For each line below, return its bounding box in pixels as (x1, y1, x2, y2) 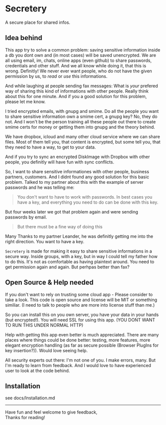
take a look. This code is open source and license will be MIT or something (5, 297, 157, 303)
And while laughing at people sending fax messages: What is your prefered (5, 83, 158, 89)
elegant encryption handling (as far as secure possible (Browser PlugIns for (5, 342, 159, 348)
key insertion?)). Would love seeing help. (5, 347, 88, 353)
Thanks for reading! (5, 415, 45, 421)
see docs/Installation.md (5, 395, 55, 401)
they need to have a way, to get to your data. (5, 144, 96, 150)
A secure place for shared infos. (5, 19, 71, 25)
